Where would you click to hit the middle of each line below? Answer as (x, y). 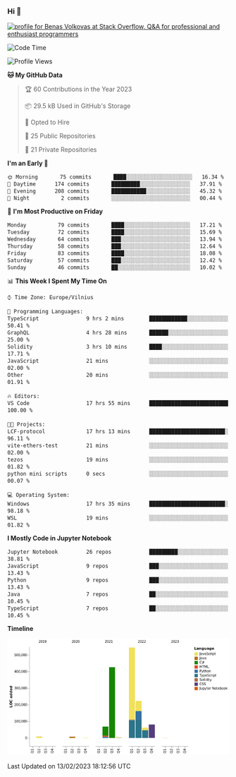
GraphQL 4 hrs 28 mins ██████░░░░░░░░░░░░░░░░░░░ (118, 333)
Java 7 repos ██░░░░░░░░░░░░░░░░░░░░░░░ (118, 595)
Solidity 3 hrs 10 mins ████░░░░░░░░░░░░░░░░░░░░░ (118, 347)
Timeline (20, 629)
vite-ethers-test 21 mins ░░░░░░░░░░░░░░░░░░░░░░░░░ (118, 446)
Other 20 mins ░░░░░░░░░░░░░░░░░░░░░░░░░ (118, 375)
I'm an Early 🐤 (28, 163)
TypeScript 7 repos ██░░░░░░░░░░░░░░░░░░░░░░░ (118, 609)
